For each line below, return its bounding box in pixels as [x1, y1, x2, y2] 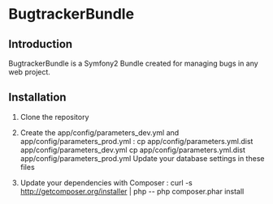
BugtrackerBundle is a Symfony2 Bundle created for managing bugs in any [8, 58, 258, 68]
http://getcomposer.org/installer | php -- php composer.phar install [19, 186, 245, 196]
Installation [8, 91, 67, 104]
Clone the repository [19, 112, 89, 121]
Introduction [8, 37, 73, 51]
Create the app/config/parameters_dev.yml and [19, 127, 180, 138]
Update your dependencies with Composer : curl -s [19, 177, 193, 187]
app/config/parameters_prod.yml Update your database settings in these [19, 153, 265, 163]
